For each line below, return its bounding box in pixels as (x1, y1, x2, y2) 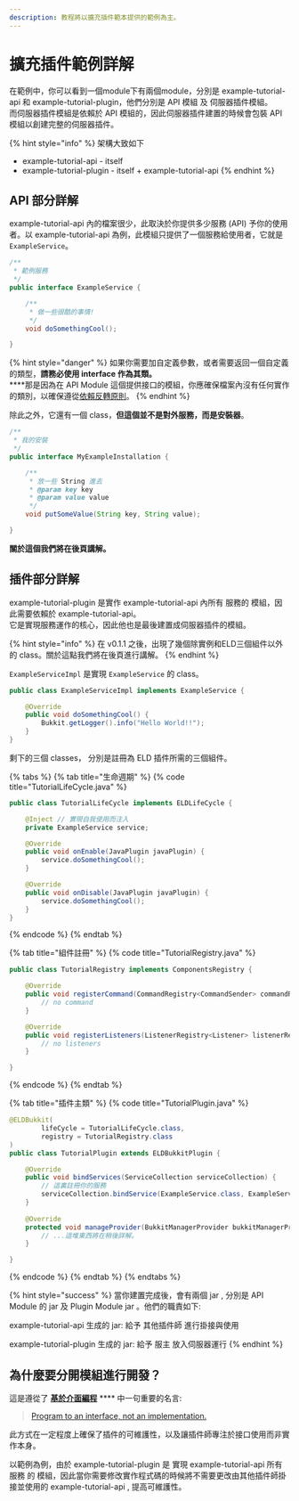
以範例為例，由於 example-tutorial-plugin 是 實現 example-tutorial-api (9, 1459, 265, 1470)
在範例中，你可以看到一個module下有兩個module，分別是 (9, 86, 221, 96)
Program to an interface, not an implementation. (30, 1411, 207, 1421)
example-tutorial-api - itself (21, 155, 124, 166)
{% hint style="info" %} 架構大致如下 (9, 137, 145, 148)
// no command (41, 999, 93, 1007)
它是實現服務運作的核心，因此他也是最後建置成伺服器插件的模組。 (9, 619, 251, 630)
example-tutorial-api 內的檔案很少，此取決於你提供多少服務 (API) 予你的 (9, 218, 273, 229)
